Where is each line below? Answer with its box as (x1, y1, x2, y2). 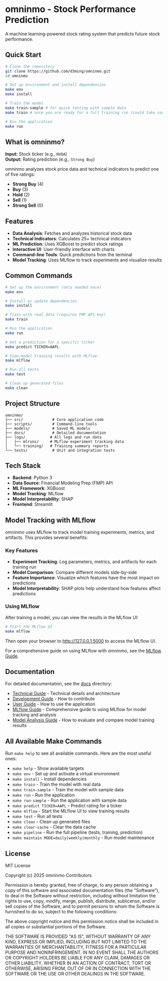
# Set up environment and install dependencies (5, 82, 106, 87)
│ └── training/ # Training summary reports (5, 443, 108, 449)
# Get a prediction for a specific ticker (5, 340, 95, 345)
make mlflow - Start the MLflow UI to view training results (12, 808, 130, 814)
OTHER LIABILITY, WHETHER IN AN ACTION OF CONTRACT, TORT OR (5, 960, 151, 966)
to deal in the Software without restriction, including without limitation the (5, 893, 156, 899)
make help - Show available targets (12, 765, 84, 771)
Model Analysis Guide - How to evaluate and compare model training (12, 717, 154, 723)
